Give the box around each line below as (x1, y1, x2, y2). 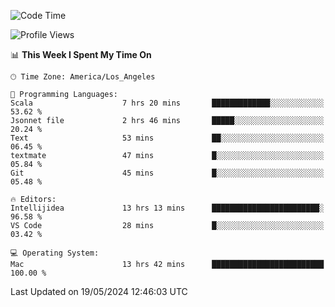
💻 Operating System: (10, 248, 100, 258)
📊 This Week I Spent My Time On (10, 49, 152, 60)
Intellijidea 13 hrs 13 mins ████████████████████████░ (10, 203, 325, 213)
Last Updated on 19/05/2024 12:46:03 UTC (10, 286, 188, 297)
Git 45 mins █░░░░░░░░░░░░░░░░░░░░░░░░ (10, 168, 325, 178)
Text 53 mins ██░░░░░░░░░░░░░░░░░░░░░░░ (10, 133, 325, 143)
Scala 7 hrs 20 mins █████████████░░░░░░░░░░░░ (10, 98, 325, 108)
